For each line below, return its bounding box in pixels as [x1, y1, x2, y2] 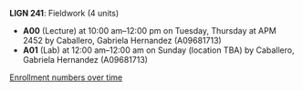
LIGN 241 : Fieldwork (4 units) [9, 8, 120, 18]
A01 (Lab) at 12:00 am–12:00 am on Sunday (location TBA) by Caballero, [22, 45, 295, 56]
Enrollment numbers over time [9, 72, 123, 83]
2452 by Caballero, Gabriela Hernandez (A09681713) [22, 35, 222, 45]
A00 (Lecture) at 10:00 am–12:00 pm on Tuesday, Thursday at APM [22, 25, 277, 35]
